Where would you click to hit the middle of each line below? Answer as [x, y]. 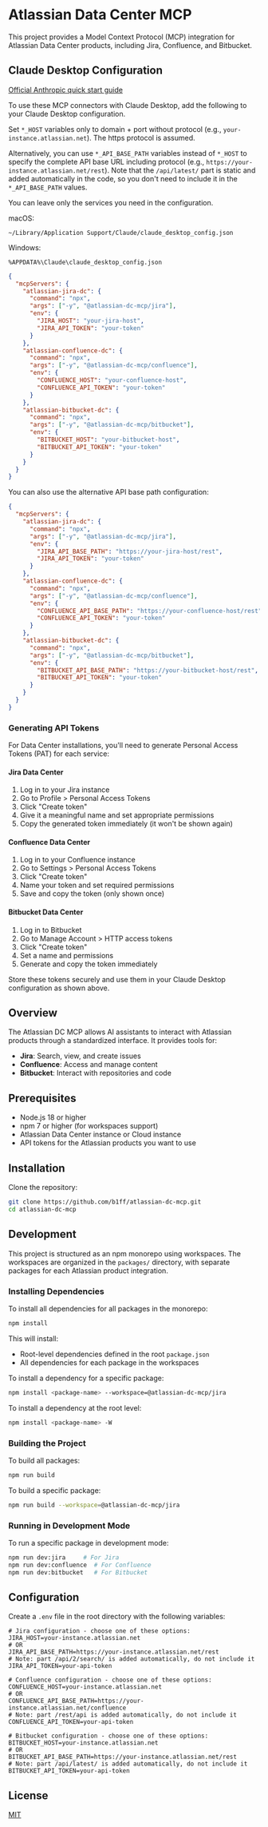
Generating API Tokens [54, 727]
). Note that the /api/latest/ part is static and [180, 170]
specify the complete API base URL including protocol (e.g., [106, 161]
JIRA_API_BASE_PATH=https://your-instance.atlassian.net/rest [114, 1652]
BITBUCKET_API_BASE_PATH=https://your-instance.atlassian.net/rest [123, 1757]
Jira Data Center [36, 772]
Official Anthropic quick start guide [66, 90]
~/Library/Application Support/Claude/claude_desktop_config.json [121, 233]
